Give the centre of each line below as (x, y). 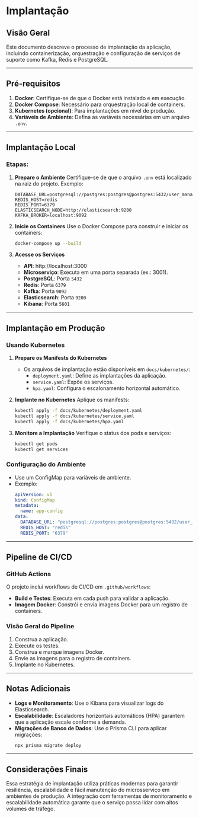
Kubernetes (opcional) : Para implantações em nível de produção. (95, 110)
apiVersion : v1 (33, 494)
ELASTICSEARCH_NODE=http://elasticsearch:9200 (73, 210)
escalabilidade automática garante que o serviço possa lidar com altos (92, 803)
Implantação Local (41, 147)
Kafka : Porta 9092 (45, 291)
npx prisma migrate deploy (48, 745)
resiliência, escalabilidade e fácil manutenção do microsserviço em (88, 790)
